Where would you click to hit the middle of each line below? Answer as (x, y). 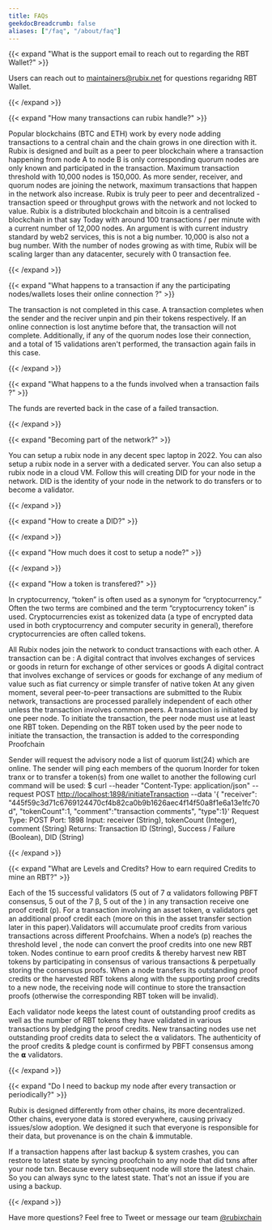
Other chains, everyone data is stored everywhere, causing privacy (120, 1119)
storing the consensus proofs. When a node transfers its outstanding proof (133, 970)
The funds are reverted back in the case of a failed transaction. (114, 409)
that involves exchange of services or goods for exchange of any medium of (136, 676)
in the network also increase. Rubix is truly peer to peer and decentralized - (134, 194)
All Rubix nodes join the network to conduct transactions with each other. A (134, 650)
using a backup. (35, 1186)
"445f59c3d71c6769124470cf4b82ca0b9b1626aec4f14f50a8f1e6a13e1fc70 (134, 803)
